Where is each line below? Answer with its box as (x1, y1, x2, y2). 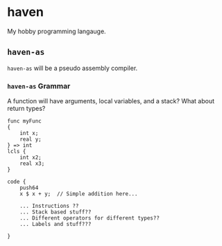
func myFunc (7, 118, 42, 125)
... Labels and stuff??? (19, 221, 92, 228)
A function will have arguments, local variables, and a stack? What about (7, 97, 215, 105)
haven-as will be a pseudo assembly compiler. (7, 64, 138, 72)
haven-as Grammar (7, 81, 71, 91)
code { (7, 178, 26, 186)
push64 (19, 184, 39, 191)
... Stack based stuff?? (19, 209, 92, 216)
